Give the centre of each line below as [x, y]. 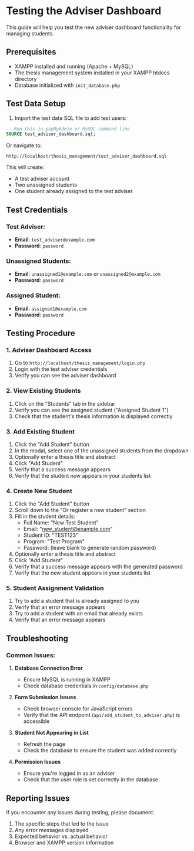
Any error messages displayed [52, 830]
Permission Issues [38, 762]
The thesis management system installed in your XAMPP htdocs [92, 73]
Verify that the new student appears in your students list [83, 573]
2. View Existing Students [44, 391]
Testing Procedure [41, 333]
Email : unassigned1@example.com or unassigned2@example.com [87, 274]
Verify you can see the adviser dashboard [65, 376]
